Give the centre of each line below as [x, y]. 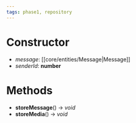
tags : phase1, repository [39, 12]
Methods [30, 90]
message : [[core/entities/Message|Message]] [73, 59]
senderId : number [38, 65]
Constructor [38, 42]
